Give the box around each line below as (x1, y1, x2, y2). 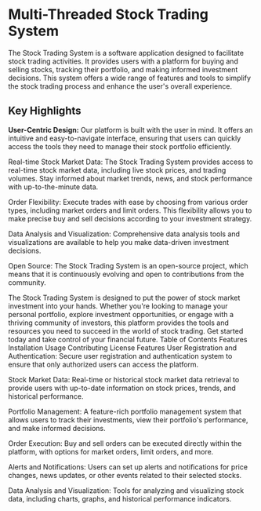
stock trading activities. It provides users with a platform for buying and (8, 57, 239, 66)
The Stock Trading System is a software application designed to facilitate (8, 48, 245, 57)
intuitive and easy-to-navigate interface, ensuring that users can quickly (8, 133, 241, 143)
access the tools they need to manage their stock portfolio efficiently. (8, 141, 232, 151)
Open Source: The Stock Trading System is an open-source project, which (8, 261, 248, 270)
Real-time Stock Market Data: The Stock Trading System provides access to (8, 157, 253, 166)
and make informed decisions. (8, 423, 106, 433)
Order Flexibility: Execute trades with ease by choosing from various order (8, 197, 248, 206)
